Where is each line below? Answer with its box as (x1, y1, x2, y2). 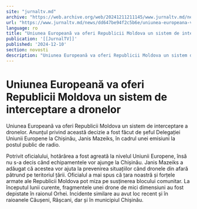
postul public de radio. (6, 141, 60, 148)
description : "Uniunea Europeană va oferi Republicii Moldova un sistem (6, 52, 188, 58)
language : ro (6, 25, 38, 31)
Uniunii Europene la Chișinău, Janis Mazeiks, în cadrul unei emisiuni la (6, 135, 176, 142)
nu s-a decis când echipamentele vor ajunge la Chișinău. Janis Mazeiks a (6, 158, 184, 165)
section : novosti (6, 47, 49, 53)
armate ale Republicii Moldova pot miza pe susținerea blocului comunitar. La (6, 177, 190, 184)
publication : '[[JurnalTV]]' (6, 36, 77, 42)
